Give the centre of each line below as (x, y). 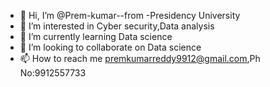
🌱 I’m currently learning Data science (96, 36)
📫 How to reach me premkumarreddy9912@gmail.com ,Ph (140, 58)
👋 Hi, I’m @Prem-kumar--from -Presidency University (130, 15)
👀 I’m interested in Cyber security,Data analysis (117, 26)
